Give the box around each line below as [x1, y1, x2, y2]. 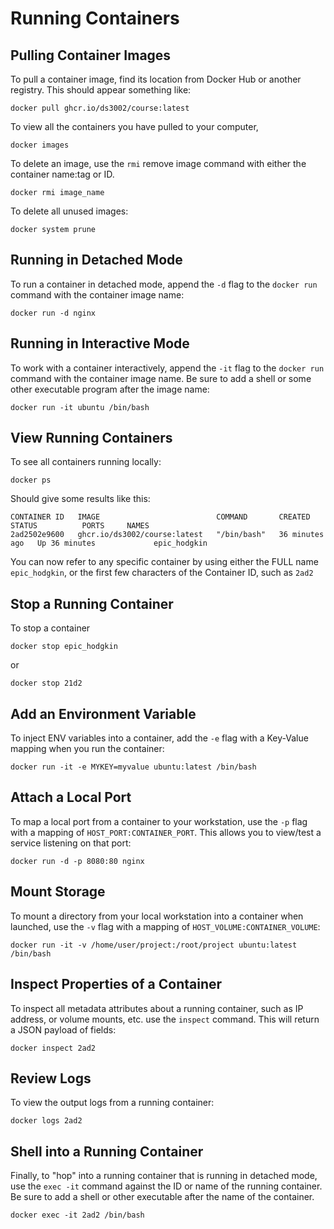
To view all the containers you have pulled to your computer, [10, 121, 259, 132]
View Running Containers [10, 430, 173, 447]
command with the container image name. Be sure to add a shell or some [10, 372, 312, 384]
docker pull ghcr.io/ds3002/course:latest [10, 103, 190, 113]
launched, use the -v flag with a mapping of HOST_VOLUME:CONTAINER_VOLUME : [10, 920, 321, 932]
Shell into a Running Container [10, 1143, 204, 1160]
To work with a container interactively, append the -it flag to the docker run [10, 362, 325, 374]
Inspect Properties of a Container [10, 976, 223, 993]
